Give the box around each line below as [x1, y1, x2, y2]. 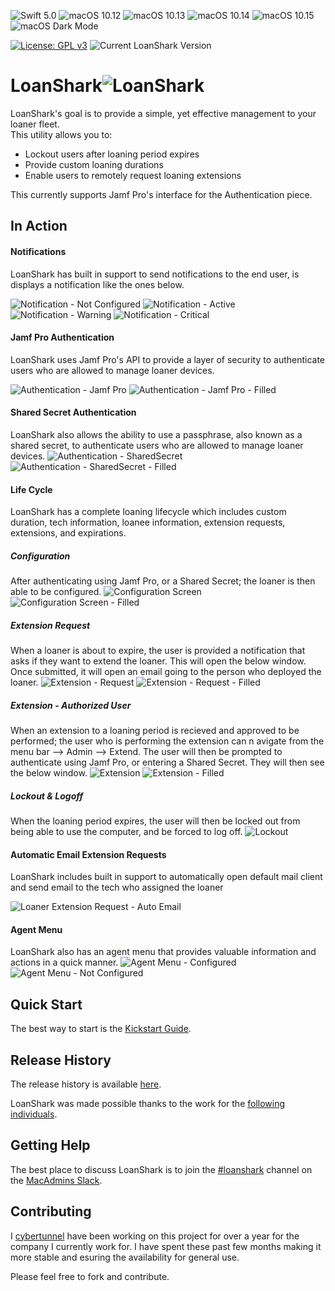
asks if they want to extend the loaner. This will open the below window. [10, 655, 307, 667]
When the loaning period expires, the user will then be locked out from [10, 815, 301, 827]
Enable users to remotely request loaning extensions [24, 169, 242, 181]
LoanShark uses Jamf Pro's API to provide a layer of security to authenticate [10, 353, 326, 365]
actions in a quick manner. [10, 956, 119, 969]
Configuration [10, 550, 71, 562]
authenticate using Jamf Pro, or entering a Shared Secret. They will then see [10, 756, 325, 769]
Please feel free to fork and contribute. [10, 1270, 170, 1282]
